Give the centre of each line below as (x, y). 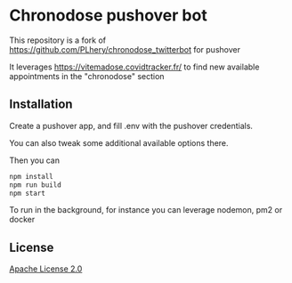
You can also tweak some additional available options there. (119, 142)
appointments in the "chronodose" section (87, 76)
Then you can (35, 160)
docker (22, 220)
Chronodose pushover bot (108, 16)
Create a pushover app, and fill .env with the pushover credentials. (131, 125)
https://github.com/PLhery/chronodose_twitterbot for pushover (125, 49)
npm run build (36, 185)
